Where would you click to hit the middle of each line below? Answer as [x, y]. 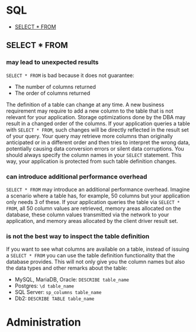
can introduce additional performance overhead [77, 177]
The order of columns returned [52, 93]
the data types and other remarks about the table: [67, 268]
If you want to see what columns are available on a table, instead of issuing [98, 249]
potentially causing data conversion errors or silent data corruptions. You [95, 148]
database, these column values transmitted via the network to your [88, 215]
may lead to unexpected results [52, 62]
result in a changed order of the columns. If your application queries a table [98, 123]
